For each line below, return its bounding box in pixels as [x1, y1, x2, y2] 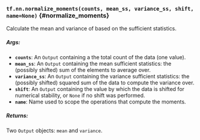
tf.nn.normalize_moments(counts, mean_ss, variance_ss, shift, [6, 5, 194, 12]
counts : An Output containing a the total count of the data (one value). [14, 54, 186, 61]
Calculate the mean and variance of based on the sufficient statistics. [6, 25, 177, 32]
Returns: [6, 112, 29, 119]
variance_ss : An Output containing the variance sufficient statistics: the [14, 73, 190, 80]
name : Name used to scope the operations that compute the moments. [14, 98, 186, 105]
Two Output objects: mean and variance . [6, 127, 103, 134]
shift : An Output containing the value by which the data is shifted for [14, 86, 185, 93]
